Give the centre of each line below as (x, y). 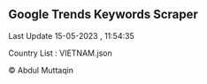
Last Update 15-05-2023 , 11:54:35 (71, 35)
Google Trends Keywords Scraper (103, 15)
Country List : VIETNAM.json (60, 53)
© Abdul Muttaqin (41, 70)
